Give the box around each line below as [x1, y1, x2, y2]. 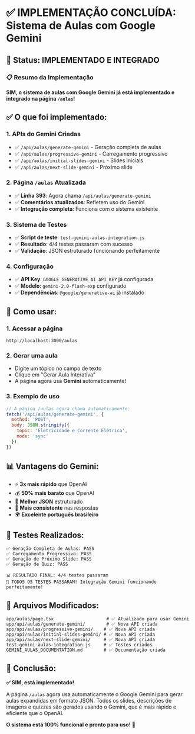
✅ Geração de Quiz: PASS [6, 561, 68, 568]
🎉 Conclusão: [6, 663, 57, 673]
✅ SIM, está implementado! [6, 678, 75, 686]
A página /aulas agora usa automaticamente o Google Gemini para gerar [6, 690, 183, 698]
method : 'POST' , [11, 417, 51, 423]
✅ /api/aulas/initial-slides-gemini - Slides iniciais [14, 157, 143, 164]
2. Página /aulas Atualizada [6, 178, 87, 186]
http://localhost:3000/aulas [6, 338, 78, 344]
